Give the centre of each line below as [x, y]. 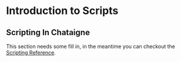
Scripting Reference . [31, 53]
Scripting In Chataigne [48, 32]
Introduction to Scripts [62, 11]
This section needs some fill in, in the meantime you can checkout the [90, 46]
